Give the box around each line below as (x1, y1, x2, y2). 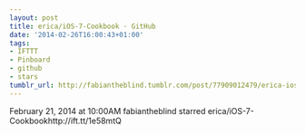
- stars (9, 72, 39, 82)
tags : (9, 38, 30, 48)
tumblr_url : (9, 81, 54, 90)
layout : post (9, 13, 59, 23)
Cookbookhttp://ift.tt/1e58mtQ (9, 115, 123, 126)
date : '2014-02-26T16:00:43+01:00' (9, 30, 144, 39)
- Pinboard (9, 55, 51, 64)
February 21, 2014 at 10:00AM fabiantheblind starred (9, 105, 206, 116)
